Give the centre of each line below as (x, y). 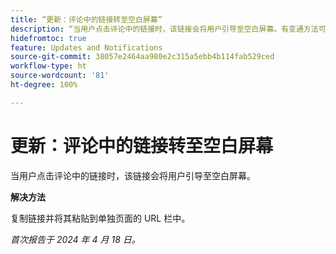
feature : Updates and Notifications (86, 47)
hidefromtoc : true (48, 38)
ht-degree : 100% (44, 85)
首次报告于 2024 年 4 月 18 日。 (75, 239)
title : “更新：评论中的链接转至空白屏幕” (86, 19)
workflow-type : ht (48, 66)
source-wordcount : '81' (60, 76)
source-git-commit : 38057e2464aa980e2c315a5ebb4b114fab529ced (142, 57)
